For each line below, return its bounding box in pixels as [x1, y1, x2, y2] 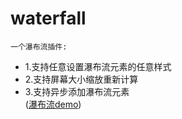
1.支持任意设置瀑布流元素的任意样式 [24, 60, 172, 72]
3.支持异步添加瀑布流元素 [24, 85, 130, 97]
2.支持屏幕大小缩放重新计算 [24, 73, 139, 85]
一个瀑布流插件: [10, 42, 68, 52]
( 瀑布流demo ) [24, 98, 82, 110]
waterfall [10, 7, 87, 30]
